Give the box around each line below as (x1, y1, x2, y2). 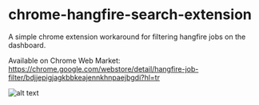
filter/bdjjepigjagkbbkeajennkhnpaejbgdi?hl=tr (8, 72, 160, 82)
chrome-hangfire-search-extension (8, 6, 252, 24)
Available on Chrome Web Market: (8, 56, 121, 65)
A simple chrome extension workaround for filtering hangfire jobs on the (8, 32, 246, 41)
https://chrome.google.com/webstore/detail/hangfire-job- (8, 64, 199, 73)
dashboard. (8, 40, 46, 49)
